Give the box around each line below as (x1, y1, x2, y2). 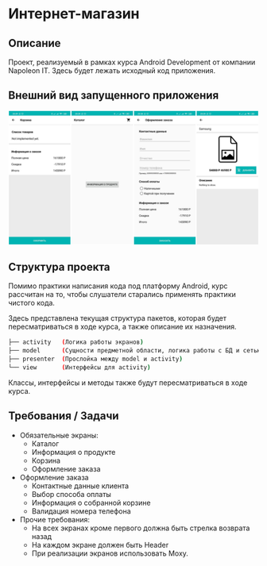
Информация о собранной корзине (31, 498, 151, 507)
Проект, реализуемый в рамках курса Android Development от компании (8, 57, 256, 67)
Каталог (31, 438, 60, 449)
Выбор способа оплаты (31, 489, 111, 499)
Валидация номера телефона (31, 506, 131, 516)
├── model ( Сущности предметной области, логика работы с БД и (8, 347, 240, 355)
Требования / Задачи (8, 410, 119, 423)
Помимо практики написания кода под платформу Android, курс (8, 281, 228, 291)
